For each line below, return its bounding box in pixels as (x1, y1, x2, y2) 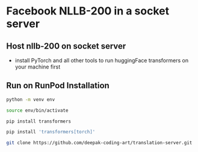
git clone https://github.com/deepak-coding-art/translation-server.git (6, 140, 193, 146)
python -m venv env (6, 96, 55, 103)
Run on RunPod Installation (6, 81, 110, 91)
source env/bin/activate (6, 107, 69, 114)
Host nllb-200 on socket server (6, 41, 126, 51)
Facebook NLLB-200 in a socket (6, 4, 170, 18)
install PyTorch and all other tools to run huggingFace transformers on (14, 57, 188, 64)
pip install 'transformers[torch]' (6, 129, 96, 135)
